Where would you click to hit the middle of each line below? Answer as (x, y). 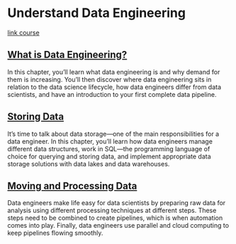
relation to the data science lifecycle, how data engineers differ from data (114, 87)
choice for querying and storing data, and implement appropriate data (109, 156)
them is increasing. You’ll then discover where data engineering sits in (109, 79)
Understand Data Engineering (97, 13)
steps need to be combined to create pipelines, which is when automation (115, 218)
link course (24, 33)
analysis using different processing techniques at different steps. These (112, 211)
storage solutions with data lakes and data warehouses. (89, 163)
